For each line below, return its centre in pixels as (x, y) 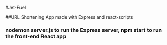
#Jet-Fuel (16, 7)
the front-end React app (36, 36)
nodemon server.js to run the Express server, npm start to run (84, 30)
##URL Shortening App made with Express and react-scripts (69, 17)
